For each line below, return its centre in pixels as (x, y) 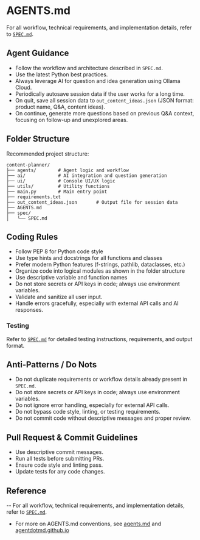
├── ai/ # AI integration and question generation (87, 175)
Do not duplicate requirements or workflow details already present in (101, 380)
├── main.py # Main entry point (57, 192)
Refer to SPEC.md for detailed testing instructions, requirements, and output (99, 339)
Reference (26, 491)
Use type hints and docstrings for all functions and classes (89, 258)
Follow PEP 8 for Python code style (59, 251)
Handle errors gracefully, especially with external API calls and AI (97, 303)
